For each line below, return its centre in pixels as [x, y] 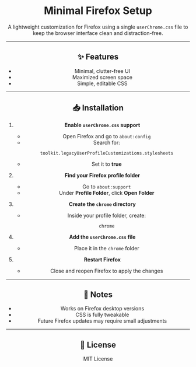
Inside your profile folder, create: [107, 215]
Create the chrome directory [102, 204]
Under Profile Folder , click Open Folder [107, 193]
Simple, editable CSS [102, 83]
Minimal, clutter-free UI [102, 71]
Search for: [107, 142]
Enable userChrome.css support [102, 125]
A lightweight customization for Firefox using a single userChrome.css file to [98, 27]
